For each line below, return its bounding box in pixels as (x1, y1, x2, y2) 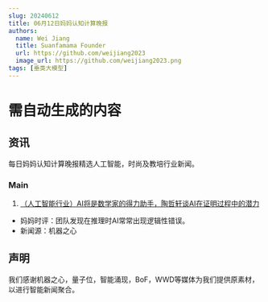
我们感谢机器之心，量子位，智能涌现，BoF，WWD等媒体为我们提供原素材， (8, 275, 259, 284)
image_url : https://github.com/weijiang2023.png (15, 57, 182, 65)
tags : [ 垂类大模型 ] (8, 64, 68, 72)
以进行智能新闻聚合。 (8, 284, 79, 294)
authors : (8, 27, 38, 35)
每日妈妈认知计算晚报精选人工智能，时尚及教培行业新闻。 (8, 159, 199, 168)
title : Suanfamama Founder (15, 42, 106, 50)
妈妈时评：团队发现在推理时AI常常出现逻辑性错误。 (19, 216, 190, 225)
